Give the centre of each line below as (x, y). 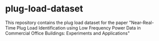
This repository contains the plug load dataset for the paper (67, 22)
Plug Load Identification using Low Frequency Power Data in (79, 27)
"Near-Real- (141, 22)
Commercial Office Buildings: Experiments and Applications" (67, 33)
